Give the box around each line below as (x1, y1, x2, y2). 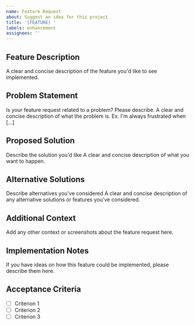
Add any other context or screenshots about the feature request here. (6, 229, 174, 236)
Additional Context (6, 213, 76, 223)
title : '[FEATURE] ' (6, 19, 57, 25)
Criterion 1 (14, 300, 40, 307)
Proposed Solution (6, 136, 75, 146)
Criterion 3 (14, 313, 41, 320)
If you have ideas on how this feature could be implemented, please (6, 261, 169, 268)
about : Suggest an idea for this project (6, 14, 109, 20)
